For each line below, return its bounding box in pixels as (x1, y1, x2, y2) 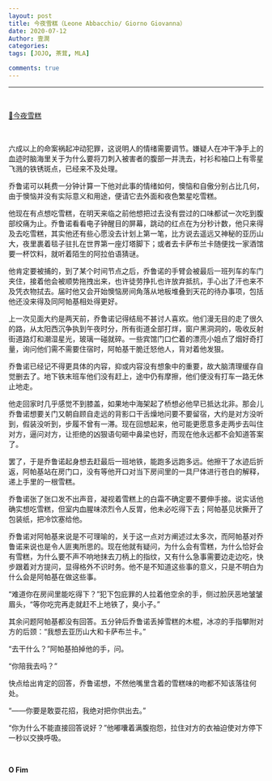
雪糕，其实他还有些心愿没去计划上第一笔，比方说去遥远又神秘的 (29, 228, 243, 238)
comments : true (8, 64, 60, 73)
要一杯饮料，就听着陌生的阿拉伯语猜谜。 (8, 249, 143, 258)
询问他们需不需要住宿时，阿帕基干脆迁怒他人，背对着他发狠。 (22, 344, 228, 353)
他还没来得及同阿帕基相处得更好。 (8, 297, 122, 306)
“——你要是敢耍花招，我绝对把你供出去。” (8, 706, 147, 715)
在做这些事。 (57, 572, 101, 582)
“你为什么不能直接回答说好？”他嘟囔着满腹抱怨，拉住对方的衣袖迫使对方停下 (8, 723, 263, 732)
